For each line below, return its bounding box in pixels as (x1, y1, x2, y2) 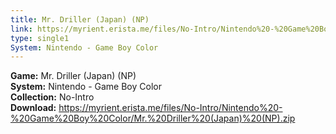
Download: (10, 102, 57, 114)
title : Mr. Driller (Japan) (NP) (10, 14, 150, 25)
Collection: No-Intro (10, 91, 95, 103)
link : (10, 24, 33, 34)
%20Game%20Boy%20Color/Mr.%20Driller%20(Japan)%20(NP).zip (10, 112, 296, 125)
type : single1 (10, 33, 70, 43)
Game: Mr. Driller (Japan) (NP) (10, 70, 137, 82)
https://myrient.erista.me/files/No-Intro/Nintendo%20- (58, 102, 283, 114)
